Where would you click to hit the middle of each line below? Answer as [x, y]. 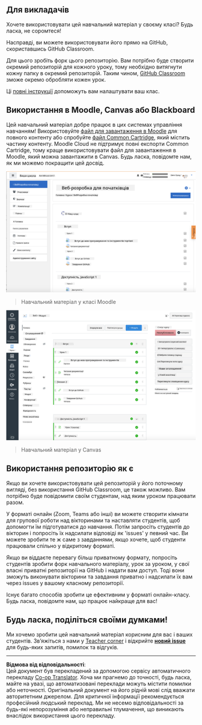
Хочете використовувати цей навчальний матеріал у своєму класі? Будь [100, 24]
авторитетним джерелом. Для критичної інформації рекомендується [95, 696]
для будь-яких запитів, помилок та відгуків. [63, 647]
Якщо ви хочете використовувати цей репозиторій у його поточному [95, 483]
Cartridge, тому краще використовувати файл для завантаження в [91, 150]
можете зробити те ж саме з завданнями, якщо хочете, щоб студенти [96, 539]
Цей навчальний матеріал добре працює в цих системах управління [94, 124]
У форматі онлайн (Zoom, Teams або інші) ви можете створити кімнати [97, 514]
